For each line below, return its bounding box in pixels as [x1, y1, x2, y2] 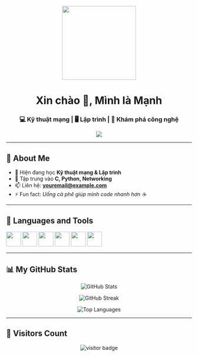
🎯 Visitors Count [6, 329, 68, 339]
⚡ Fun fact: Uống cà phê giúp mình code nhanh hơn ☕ [14, 191, 146, 198]
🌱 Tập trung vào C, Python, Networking [14, 175, 112, 183]
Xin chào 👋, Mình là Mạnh [35, 94, 163, 108]
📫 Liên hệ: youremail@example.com [14, 182, 107, 189]
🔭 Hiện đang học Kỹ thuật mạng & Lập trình [14, 169, 122, 176]
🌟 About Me [6, 153, 50, 163]
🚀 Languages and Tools [6, 216, 94, 226]
